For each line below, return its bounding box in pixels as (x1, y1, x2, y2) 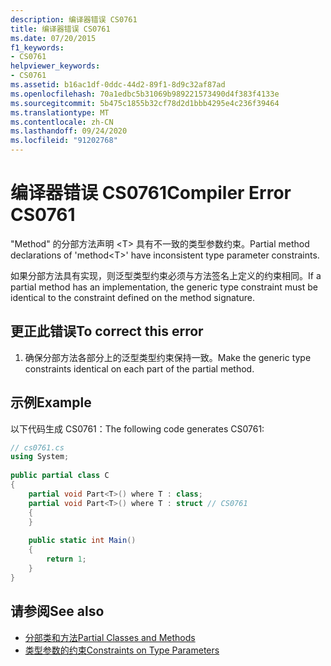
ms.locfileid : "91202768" (10, 136, 118, 146)
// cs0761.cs (10, 442, 65, 453)
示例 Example (10, 394, 92, 411)
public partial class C (10, 471, 110, 481)
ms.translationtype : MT (10, 107, 110, 118)
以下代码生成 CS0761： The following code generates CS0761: (10, 422, 265, 435)
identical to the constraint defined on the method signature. (10, 291, 255, 303)
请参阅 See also (10, 603, 105, 620)
